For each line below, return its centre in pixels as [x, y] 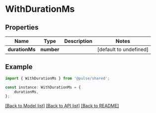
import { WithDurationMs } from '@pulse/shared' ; [58, 78]
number [50, 49]
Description [78, 41]
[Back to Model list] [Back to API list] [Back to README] [62, 106]
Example [19, 67]
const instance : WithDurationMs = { [43, 87]
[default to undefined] [123, 49]
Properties [22, 27]
